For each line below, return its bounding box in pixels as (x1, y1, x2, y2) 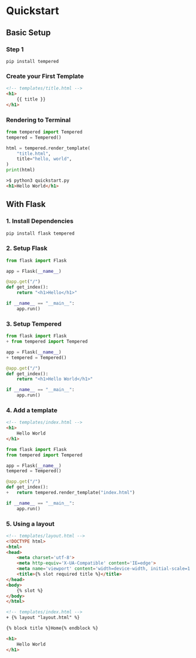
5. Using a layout (6, 519, 55, 527)
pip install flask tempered (6, 231, 75, 236)
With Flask (6, 199, 46, 209)
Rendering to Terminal (6, 116, 71, 124)
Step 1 (6, 45, 24, 54)
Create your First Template (6, 72, 84, 80)
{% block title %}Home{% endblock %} (6, 625, 99, 632)
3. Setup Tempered (6, 319, 62, 328)
